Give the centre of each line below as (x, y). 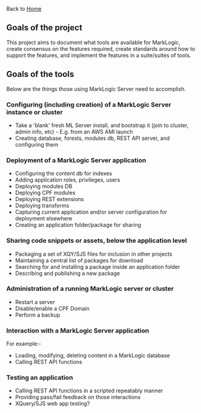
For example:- (24, 344)
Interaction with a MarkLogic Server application (78, 331)
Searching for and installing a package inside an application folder (97, 266)
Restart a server (35, 302)
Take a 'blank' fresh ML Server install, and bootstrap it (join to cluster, (102, 125)
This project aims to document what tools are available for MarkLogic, (93, 42)
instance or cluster (35, 112)
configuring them (37, 144)
